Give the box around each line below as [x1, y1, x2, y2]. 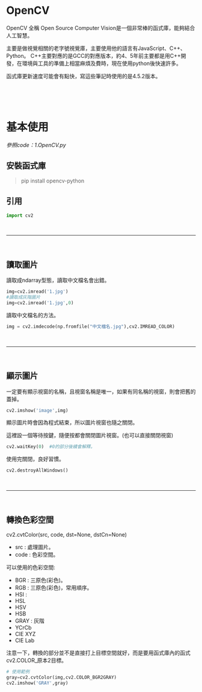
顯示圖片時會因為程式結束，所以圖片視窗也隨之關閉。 [6, 419, 138, 426]
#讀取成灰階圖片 [6, 295, 41, 301]
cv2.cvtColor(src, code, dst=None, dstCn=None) [6, 531, 127, 538]
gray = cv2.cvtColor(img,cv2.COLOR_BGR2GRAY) [6, 674, 117, 681]
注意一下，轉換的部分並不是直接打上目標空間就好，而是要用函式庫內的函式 [6, 649, 191, 656]
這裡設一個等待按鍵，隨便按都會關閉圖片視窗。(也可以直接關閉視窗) [6, 432, 174, 439]
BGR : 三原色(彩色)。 [14, 576, 66, 584]
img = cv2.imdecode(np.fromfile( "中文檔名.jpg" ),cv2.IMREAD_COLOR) [6, 323, 176, 329]
